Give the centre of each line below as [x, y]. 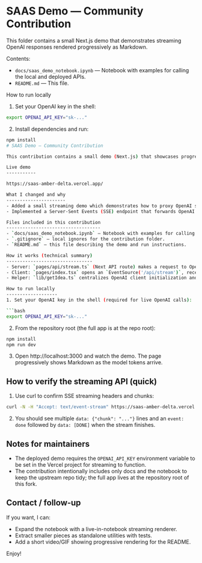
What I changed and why [36, 195]
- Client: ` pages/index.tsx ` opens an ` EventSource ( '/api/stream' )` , [95, 272]
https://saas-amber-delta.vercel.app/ [55, 184]
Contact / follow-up [44, 503]
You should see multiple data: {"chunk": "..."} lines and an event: [99, 418]
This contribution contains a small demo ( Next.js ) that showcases [93, 157]
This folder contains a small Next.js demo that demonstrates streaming [94, 40]
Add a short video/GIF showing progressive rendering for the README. [103, 542]
